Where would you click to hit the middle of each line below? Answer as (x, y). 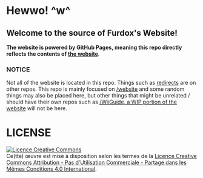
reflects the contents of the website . (53, 54)
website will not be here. (37, 108)
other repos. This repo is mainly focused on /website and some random (95, 89)
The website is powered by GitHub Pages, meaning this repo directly (94, 47)
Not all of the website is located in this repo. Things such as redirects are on (101, 83)
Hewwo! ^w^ (38, 11)
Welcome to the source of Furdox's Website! (92, 33)
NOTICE (18, 69)
